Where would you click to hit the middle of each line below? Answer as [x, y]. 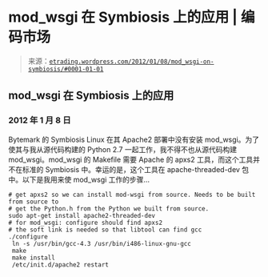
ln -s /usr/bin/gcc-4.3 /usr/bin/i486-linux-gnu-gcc [102, 243]
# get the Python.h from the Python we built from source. [109, 209]
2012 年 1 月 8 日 [40, 120]
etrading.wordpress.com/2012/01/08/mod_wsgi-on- [132, 62]
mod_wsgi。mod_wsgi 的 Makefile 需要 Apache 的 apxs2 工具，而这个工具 [131, 159]
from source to [34, 202]
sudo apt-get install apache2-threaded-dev [82, 215]
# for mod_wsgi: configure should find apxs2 [85, 223]
